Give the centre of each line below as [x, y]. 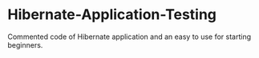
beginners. [25, 44]
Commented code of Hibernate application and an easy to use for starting [129, 37]
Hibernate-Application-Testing [112, 15]
